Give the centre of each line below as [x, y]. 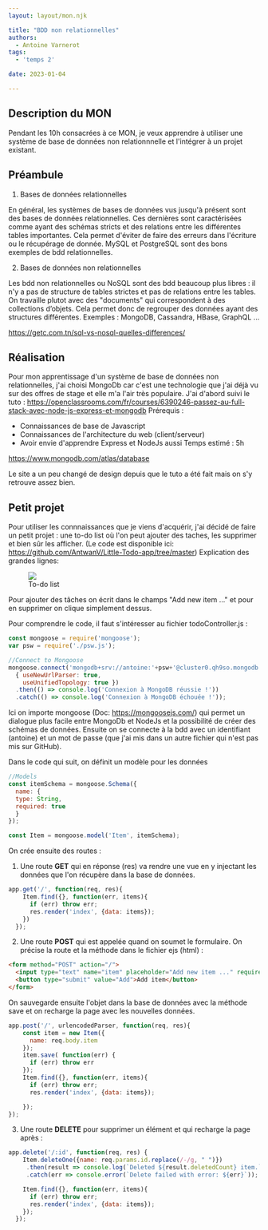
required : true [41, 806]
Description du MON [60, 114]
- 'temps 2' [35, 60]
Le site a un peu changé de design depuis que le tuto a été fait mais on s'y [130, 474]
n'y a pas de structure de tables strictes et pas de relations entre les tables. [132, 292]
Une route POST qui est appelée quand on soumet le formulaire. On [131, 942]
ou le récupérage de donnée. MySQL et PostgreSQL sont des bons [118, 244]
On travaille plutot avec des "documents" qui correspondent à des [117, 300]
